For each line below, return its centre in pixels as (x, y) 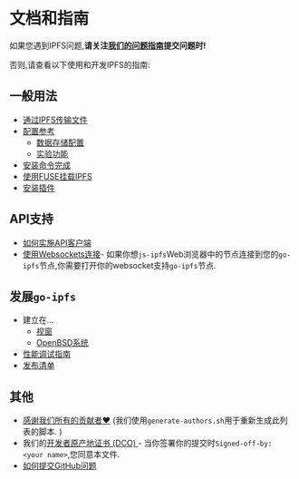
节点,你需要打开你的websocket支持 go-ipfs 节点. (128, 265)
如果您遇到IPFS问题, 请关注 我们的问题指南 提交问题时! (108, 45)
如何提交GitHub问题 (59, 466)
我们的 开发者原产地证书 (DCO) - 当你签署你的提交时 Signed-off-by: (147, 443)
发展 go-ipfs (43, 296)
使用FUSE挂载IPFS (57, 176)
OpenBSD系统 (62, 343)
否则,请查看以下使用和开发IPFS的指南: (80, 64)
